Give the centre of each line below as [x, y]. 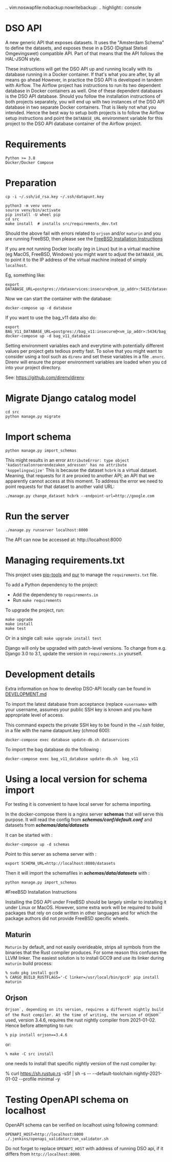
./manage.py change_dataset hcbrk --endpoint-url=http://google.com [80, 496]
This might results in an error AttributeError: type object [67, 460]
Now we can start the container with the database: [59, 299]
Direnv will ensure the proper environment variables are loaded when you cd [86, 362]
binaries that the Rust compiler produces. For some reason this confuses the [86, 952]
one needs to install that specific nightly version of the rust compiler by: [81, 1064]
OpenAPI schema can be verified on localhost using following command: [82, 1125]
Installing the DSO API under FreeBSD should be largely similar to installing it [86, 902]
